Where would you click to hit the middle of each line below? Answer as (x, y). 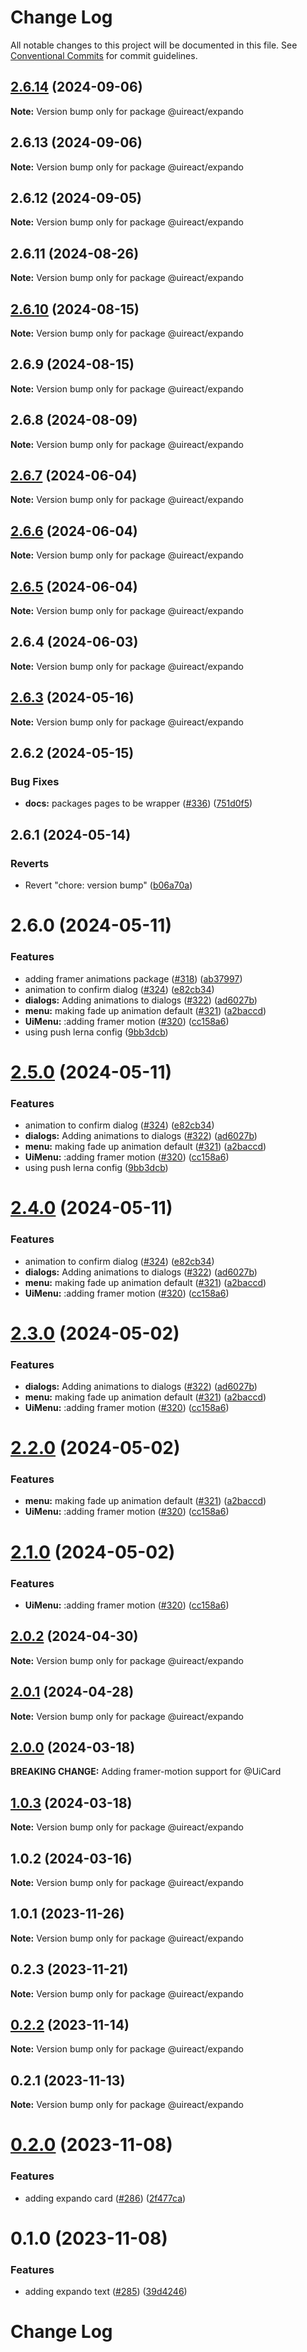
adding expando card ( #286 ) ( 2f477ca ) (105, 2198)
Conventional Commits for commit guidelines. (104, 55)
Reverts (30, 863)
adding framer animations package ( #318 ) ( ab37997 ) (133, 978)
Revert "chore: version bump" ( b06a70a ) (108, 885)
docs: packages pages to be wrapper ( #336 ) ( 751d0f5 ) (138, 803)
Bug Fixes (35, 781)
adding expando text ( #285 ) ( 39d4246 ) (106, 2292)
